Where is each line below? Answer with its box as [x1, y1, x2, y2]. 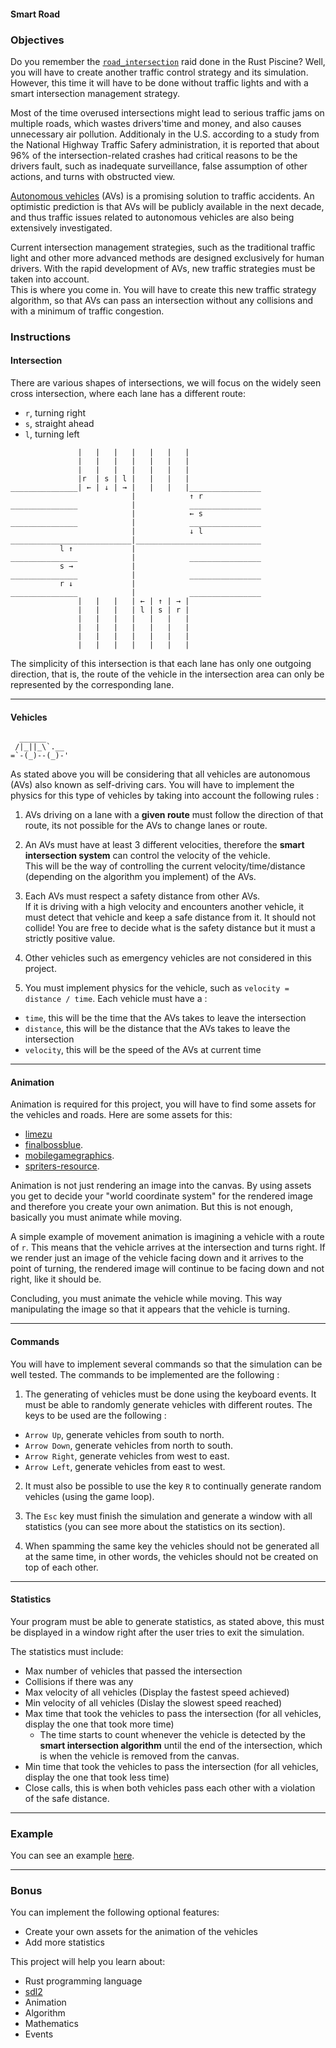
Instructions [10, 330, 72, 344]
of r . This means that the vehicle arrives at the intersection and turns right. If [10, 1241, 326, 1254]
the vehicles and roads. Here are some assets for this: [10, 1109, 233, 1121]
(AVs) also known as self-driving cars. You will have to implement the [10, 779, 295, 791]
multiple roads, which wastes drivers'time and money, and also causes [10, 117, 302, 129]
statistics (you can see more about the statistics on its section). [24, 1520, 286, 1532]
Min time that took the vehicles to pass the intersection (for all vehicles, [24, 1760, 319, 1772]
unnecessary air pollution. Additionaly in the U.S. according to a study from [10, 128, 320, 140]
